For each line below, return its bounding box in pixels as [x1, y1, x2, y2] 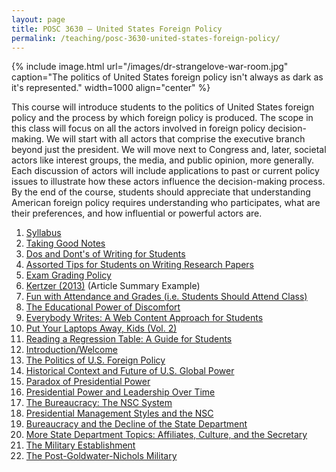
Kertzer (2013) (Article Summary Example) [25, 280, 201, 292]
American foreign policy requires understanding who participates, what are [11, 197, 321, 209]
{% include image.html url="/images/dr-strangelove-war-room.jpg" [11, 61, 289, 73]
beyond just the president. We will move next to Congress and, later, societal [11, 144, 327, 156]
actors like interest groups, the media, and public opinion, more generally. [11, 154, 315, 166]
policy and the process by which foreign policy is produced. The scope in [11, 112, 314, 124]
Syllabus [25, 227, 62, 239]
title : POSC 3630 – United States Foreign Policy [11, 24, 223, 34]
